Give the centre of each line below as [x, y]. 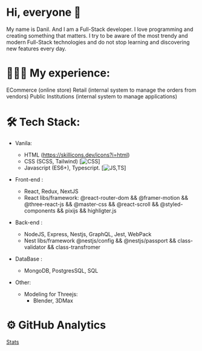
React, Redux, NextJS [51, 191]
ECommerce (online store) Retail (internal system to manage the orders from [101, 90]
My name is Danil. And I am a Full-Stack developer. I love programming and [100, 29]
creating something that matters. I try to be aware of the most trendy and [97, 35]
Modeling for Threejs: [51, 294]
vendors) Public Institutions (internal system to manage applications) [92, 96]
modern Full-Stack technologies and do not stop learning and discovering [98, 42]
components [40, 210]
